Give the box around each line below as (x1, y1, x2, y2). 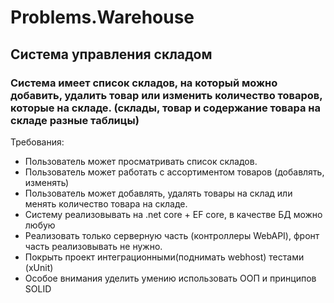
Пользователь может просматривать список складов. (24, 155, 258, 167)
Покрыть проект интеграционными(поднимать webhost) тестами (24, 251, 305, 263)
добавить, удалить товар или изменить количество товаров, (10, 88, 323, 102)
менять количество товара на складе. (24, 197, 188, 210)
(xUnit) (24, 261, 54, 273)
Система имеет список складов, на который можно (10, 76, 278, 90)
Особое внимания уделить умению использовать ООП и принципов (24, 272, 317, 284)
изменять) (24, 176, 70, 188)
